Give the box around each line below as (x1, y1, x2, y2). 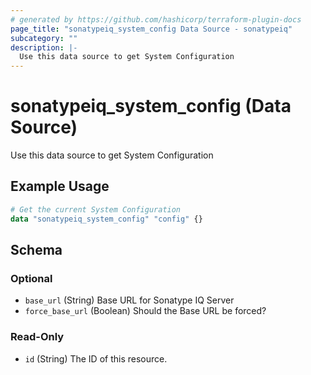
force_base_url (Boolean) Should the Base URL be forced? (24, 305, 267, 317)
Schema (10, 242, 63, 259)
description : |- (10, 42, 78, 53)
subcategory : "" (10, 33, 78, 43)
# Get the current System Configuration (10, 204, 182, 215)
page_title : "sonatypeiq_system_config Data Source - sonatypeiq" (10, 24, 293, 34)
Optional (10, 271, 53, 285)
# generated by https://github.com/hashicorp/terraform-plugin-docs (10, 14, 302, 25)
